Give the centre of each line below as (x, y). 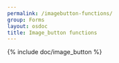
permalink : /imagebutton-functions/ (60, 13)
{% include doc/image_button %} (55, 52)
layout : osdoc (28, 26)
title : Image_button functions (52, 33)
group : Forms (26, 20)
